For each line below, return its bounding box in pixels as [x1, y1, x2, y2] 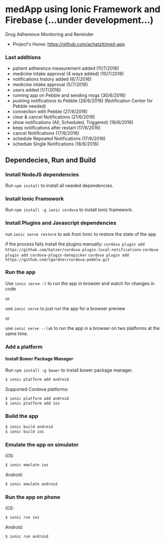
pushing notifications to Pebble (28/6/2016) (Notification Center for [12, 98, 153, 104]
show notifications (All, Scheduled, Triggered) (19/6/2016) [12, 119, 134, 126]
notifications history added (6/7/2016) [12, 76, 92, 82]
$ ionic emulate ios [5, 462, 49, 467]
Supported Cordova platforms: [5, 386, 69, 392]
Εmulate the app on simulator [5, 441, 79, 448]
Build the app [5, 413, 39, 420]
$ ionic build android [5, 424, 53, 429]
